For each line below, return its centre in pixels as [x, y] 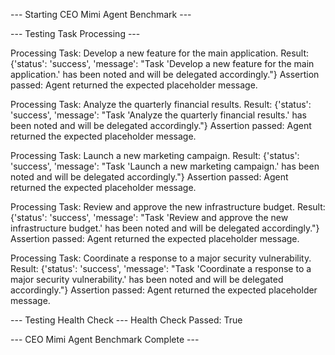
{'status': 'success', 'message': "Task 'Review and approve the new [149, 217]
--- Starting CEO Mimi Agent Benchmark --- [101, 14]
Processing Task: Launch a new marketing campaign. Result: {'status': [155, 155]
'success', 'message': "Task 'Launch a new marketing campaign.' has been [165, 166]
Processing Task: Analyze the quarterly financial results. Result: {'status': [161, 104]
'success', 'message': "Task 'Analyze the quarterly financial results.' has [158, 115]
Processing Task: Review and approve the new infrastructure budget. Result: [168, 207]
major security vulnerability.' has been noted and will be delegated [147, 279]
